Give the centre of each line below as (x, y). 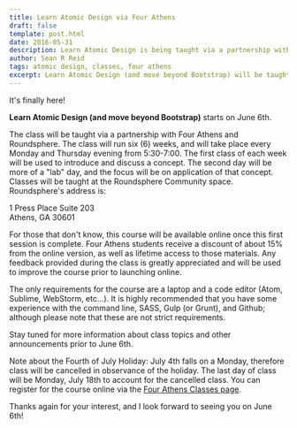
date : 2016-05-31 (41, 42)
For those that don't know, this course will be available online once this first (146, 234)
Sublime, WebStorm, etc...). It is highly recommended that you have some (143, 298)
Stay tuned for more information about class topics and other (120, 334)
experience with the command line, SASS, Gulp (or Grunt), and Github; (137, 308)
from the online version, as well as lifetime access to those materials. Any (143, 253)
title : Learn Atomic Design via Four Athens (92, 17)
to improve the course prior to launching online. (96, 271)
